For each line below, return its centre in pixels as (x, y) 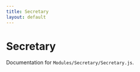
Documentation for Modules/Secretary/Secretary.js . (70, 63)
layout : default (26, 17)
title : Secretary (27, 12)
